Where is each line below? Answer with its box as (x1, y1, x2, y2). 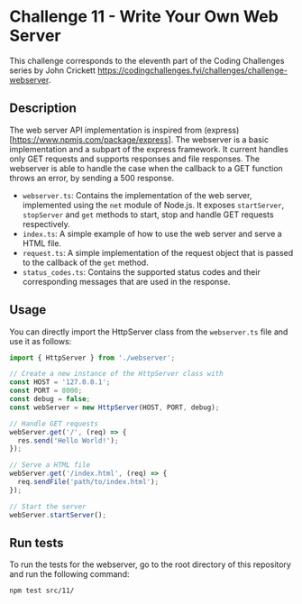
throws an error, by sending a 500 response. (9, 172, 175, 183)
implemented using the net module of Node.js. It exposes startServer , (22, 199, 285, 210)
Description (9, 101, 77, 116)
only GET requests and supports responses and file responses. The (9, 153, 260, 164)
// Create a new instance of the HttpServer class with (9, 370, 224, 379)
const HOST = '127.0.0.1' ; (9, 378, 111, 387)
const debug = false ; (9, 395, 91, 404)
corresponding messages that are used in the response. (22, 276, 231, 287)
